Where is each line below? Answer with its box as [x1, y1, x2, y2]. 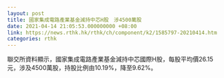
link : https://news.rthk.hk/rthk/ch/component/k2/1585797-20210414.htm [7, 29, 217, 36]
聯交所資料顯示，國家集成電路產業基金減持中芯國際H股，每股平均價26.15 [7, 55, 214, 64]
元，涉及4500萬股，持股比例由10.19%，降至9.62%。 [7, 64, 157, 72]
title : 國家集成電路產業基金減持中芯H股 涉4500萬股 [7, 16, 142, 23]
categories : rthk [7, 36, 57, 42]
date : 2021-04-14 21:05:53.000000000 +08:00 [7, 23, 137, 29]
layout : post [7, 10, 45, 17]
